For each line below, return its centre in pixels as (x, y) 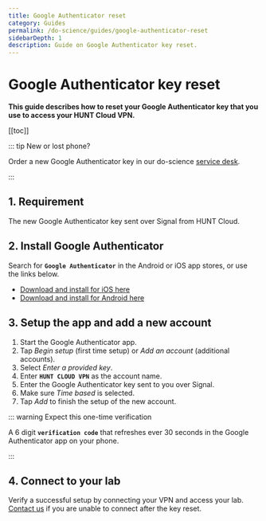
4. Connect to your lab (65, 481)
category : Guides (37, 23)
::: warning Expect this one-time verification (80, 417)
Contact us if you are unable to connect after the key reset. (105, 509)
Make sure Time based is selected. (77, 393)
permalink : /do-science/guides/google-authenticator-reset (108, 30)
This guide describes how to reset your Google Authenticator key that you (133, 107)
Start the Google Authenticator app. (78, 342)
